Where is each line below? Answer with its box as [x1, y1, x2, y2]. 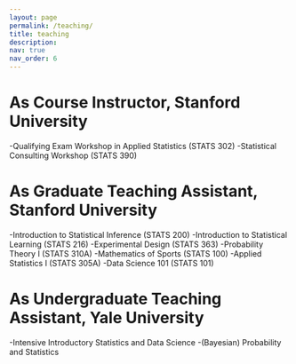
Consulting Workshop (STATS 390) [9, 150, 138, 161]
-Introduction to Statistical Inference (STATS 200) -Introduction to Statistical [9, 229, 287, 240]
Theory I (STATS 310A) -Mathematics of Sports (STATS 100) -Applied [9, 248, 262, 258]
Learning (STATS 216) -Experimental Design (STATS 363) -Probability [9, 239, 264, 249]
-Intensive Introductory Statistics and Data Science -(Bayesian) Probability [9, 336, 282, 347]
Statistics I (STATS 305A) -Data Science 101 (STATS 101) [9, 257, 215, 268]
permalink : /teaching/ [9, 21, 93, 30]
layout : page [9, 12, 58, 22]
